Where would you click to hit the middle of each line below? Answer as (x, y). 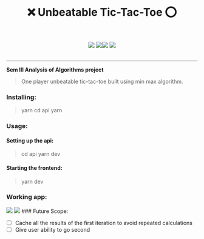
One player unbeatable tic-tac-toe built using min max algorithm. (102, 81)
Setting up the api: (30, 140)
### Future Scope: (45, 211)
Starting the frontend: (34, 167)
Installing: (21, 97)
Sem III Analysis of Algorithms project (55, 69)
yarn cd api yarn (42, 110)
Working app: (27, 197)
